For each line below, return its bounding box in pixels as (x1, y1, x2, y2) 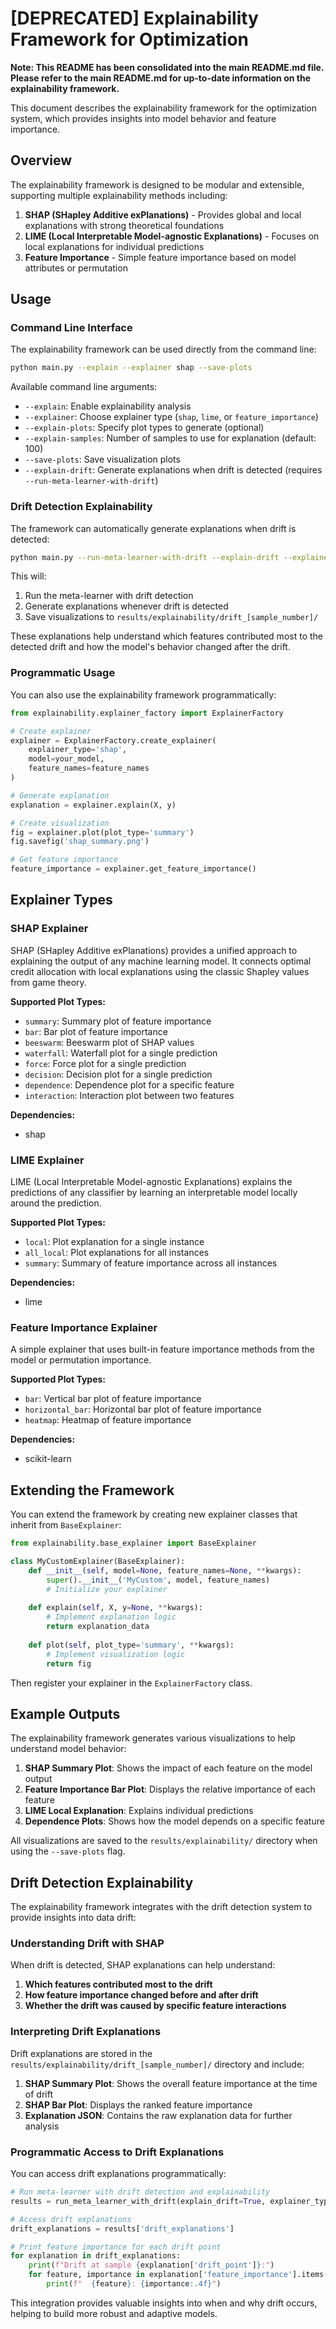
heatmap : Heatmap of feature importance (24, 1414, 192, 1426)
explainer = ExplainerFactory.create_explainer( (10, 735, 217, 746)
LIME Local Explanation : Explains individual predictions (24, 1805, 254, 1817)
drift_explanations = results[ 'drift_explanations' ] (10, 2223, 235, 2234)
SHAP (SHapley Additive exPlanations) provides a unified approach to (10, 944, 298, 956)
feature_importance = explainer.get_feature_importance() (10, 864, 257, 874)
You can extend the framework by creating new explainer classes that (10, 1508, 298, 1521)
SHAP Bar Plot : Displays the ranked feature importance (24, 2098, 253, 2111)
